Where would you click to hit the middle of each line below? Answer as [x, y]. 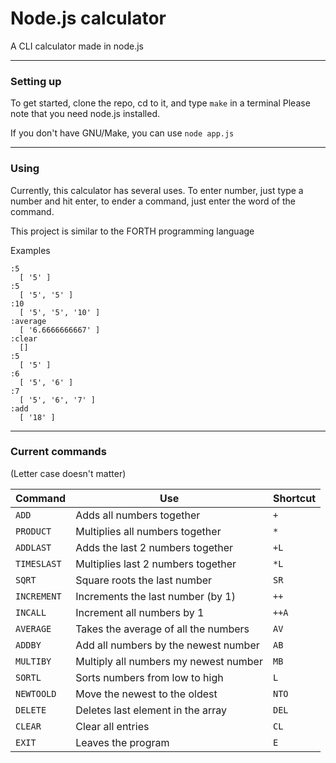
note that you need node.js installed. [85, 114]
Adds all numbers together [138, 515]
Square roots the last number [144, 580]
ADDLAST [33, 547]
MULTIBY [33, 661]
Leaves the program [122, 742]
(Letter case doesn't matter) [68, 473]
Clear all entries [112, 726]
